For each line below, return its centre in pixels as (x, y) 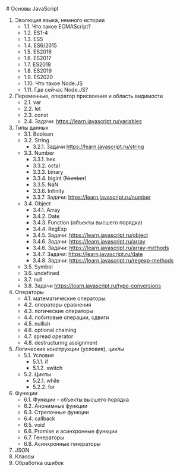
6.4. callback (39, 418)
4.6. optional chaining (50, 330)
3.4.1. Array (46, 210)
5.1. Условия (39, 355)
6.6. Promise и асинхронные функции (70, 431)
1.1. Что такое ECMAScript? (57, 26)
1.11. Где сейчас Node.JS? (56, 90)
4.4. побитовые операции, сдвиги (66, 317)
